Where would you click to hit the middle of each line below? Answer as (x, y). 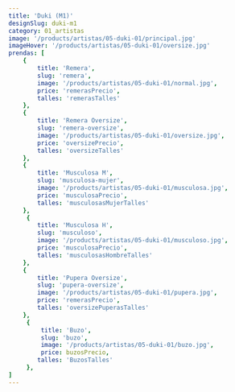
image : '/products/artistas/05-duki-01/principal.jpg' (102, 38)
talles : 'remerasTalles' (79, 98)
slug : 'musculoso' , (70, 233)
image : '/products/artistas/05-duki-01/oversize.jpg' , (131, 135)
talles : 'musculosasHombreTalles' (95, 255)
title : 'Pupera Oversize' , (82, 278)
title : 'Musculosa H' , (75, 225)
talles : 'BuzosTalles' (75, 360)
